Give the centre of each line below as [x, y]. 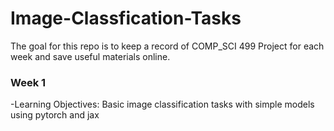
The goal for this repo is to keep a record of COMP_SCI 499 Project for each [167, 46]
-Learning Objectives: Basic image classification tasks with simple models [162, 104]
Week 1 [28, 82]
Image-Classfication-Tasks [126, 18]
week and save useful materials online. [90, 56]
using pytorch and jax [55, 115]
